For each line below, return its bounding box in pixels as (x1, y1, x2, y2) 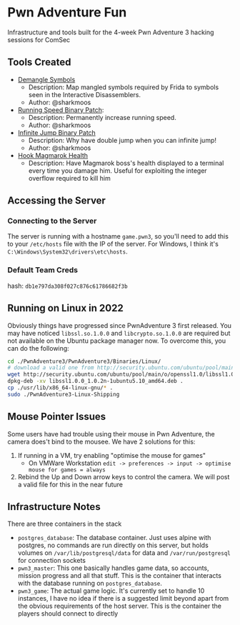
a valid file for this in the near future (17, 480, 124, 489)
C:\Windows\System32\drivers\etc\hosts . (7, 247, 128, 256)
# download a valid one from (7, 364, 94, 371)
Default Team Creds (7, 265, 79, 275)
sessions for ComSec (7, 35, 71, 44)
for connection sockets (17, 556, 86, 565)
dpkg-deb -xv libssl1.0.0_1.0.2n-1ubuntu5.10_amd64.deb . (7, 378, 184, 385)
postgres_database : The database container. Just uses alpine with (17, 534, 211, 542)
